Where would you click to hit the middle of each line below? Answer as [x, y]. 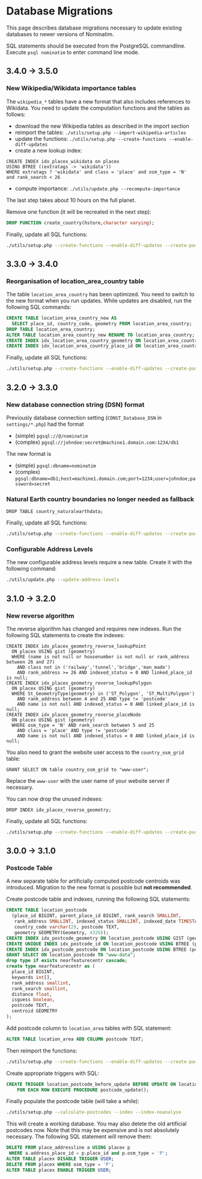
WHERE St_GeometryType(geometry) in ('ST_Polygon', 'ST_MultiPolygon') [103, 694]
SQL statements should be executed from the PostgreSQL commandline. [96, 46]
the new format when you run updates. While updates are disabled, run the [99, 301]
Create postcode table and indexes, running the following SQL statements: [98, 899]
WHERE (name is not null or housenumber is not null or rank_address [100, 657]
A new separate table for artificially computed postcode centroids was [93, 881]
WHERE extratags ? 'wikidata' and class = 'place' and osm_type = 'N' [96, 172]
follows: [16, 114]
